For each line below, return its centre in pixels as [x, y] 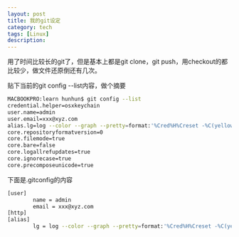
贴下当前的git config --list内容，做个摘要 [67, 85]
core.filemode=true [36, 139]
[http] [17, 213]
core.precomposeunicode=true [51, 165]
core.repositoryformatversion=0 [55, 132]
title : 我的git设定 [34, 21]
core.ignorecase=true [39, 159]
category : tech [30, 27]
